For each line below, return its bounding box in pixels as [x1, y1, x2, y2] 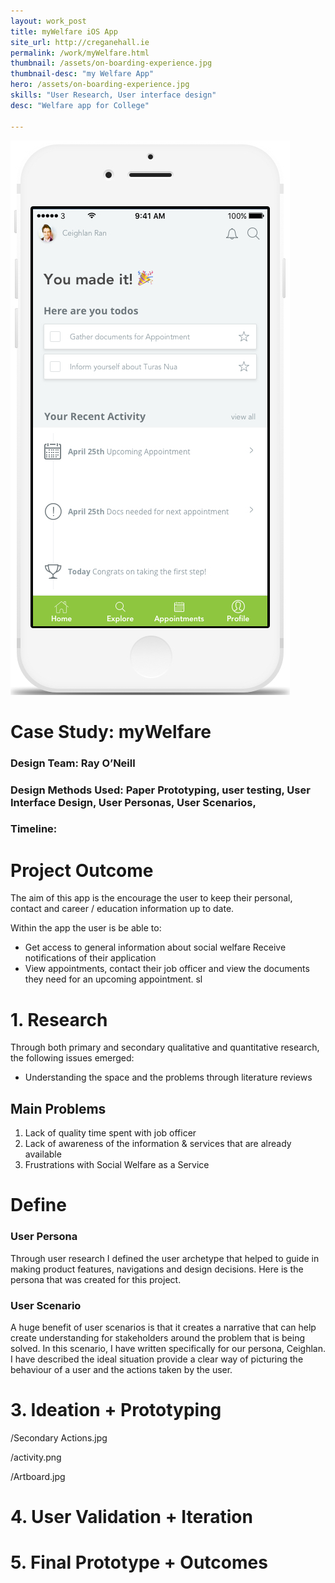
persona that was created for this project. [10, 1273, 182, 1285]
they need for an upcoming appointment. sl [24, 973, 203, 985]
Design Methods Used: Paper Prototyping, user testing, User [10, 783, 311, 797]
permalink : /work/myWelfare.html [10, 48, 150, 58]
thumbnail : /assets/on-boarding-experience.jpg [10, 58, 213, 69]
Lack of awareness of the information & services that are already [24, 1138, 292, 1150]
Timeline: [10, 822, 58, 836]
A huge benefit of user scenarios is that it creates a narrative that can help [10, 1321, 317, 1333]
